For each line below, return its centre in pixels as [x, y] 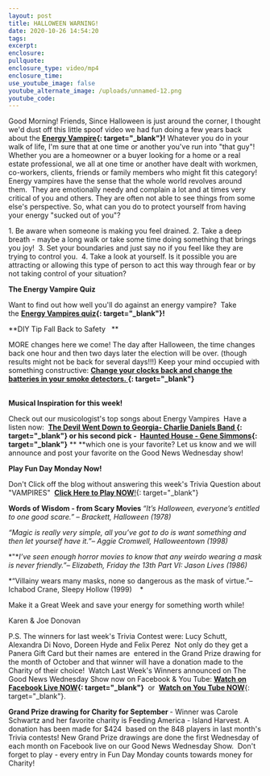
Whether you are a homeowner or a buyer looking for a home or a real [125, 156]
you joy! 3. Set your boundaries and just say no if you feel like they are [126, 248]
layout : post [30, 16]
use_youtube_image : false [52, 83]
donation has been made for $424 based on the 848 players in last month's [135, 729]
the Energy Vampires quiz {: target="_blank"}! [87, 313]
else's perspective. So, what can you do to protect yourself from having [127, 207]
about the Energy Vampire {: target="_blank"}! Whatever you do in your [129, 139]
